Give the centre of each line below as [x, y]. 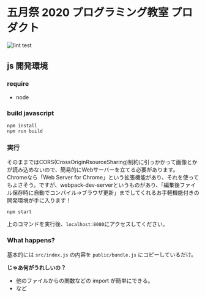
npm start [20, 212]
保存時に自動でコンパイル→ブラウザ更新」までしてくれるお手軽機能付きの [106, 193]
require [18, 84]
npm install [22, 126]
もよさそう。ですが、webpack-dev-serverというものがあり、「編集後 [93, 185]
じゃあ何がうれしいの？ [36, 268]
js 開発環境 [28, 66]
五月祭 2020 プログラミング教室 [88, 13]
